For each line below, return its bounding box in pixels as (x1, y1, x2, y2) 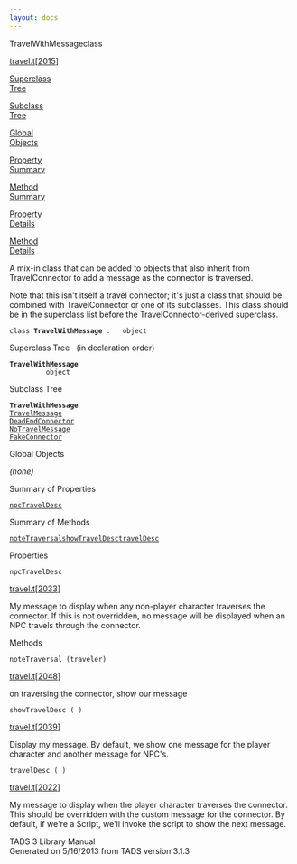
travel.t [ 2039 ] (9, 721, 61, 732)
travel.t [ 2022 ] (9, 782, 60, 793)
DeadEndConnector (9, 416, 75, 425)
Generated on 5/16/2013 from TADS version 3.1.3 (9, 845, 190, 856)
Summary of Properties (9, 483, 97, 494)
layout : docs (9, 13, 59, 23)
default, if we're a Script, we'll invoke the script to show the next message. (9, 818, 287, 829)
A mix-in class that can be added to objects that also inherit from (9, 263, 250, 274)
